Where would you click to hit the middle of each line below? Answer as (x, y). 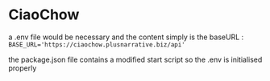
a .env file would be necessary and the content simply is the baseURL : (126, 37)
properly (23, 68)
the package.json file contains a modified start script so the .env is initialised (135, 59)
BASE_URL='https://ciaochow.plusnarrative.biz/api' (97, 45)
